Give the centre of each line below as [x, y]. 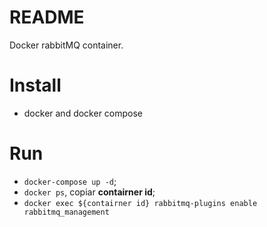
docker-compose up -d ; [70, 181]
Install [35, 85]
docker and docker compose [83, 113]
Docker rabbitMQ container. [66, 45]
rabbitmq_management [66, 212]
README [47, 17]
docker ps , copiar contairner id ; [89, 192]
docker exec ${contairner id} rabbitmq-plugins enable [140, 203]
